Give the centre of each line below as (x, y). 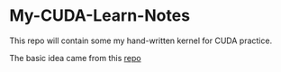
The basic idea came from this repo (75, 58)
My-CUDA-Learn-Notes (100, 16)
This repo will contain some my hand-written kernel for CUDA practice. (141, 40)
